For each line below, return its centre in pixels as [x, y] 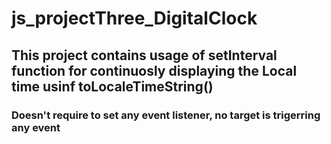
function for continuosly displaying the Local [154, 70]
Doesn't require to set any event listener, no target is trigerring [166, 115]
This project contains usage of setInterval [144, 55]
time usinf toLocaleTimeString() [112, 86]
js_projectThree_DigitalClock [134, 18]
